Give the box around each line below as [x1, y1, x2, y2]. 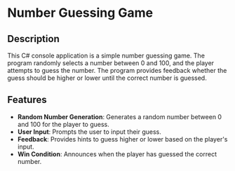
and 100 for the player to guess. [17, 120, 110, 128]
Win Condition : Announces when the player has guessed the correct [17, 149, 217, 158]
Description [7, 33, 60, 45]
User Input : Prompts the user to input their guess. [17, 128, 161, 136]
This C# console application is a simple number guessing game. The [7, 51, 206, 60]
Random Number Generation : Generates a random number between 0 [17, 112, 222, 121]
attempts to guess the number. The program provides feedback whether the [7, 67, 227, 74]
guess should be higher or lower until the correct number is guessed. [7, 74, 207, 82]
